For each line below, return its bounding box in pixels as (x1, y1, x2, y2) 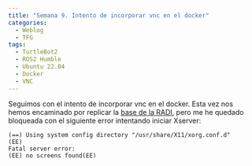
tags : (8, 41, 26, 49)
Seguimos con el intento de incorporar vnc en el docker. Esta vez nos (8, 99, 234, 109)
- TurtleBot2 (15, 48, 58, 56)
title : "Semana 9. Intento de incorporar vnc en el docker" (8, 11, 210, 20)
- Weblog (15, 26, 44, 34)
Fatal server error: (8, 145, 76, 153)
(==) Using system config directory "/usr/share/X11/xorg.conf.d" (8, 131, 231, 138)
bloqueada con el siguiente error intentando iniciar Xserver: (8, 116, 202, 125)
